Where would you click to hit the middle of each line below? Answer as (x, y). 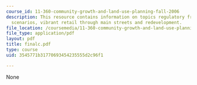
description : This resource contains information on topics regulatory (95, 17)
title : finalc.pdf (28, 45)
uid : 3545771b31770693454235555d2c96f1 (55, 55)
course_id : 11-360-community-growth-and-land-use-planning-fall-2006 (93, 11)
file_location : (25, 28)
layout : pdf (21, 39)
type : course (22, 50)
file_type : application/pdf (40, 33)
